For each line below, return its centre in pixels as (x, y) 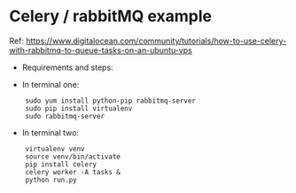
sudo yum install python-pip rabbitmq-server (111, 100)
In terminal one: (51, 84)
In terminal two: (51, 132)
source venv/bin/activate (73, 157)
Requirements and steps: (67, 67)
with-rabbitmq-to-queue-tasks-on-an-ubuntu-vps (101, 50)
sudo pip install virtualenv (79, 108)
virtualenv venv (55, 149)
